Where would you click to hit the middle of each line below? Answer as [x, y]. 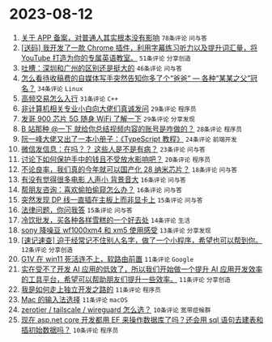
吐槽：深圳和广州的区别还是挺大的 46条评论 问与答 [102, 68]
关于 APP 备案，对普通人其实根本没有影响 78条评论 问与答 [114, 37]
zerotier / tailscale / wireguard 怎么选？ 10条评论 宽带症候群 [116, 310]
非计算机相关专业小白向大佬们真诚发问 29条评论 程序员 [108, 108]
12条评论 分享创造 [47, 250]
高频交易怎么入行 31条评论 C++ [70, 98]
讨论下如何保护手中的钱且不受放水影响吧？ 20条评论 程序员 [116, 159]
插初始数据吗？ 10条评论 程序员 [70, 330]
